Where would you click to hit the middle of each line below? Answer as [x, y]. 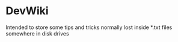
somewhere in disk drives [38, 33]
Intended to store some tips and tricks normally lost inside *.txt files [89, 27]
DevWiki [27, 11]
